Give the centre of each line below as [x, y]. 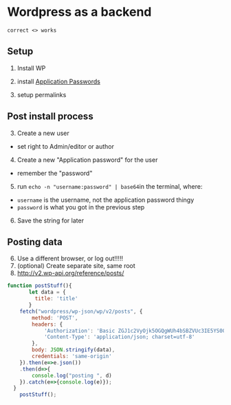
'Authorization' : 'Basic [79, 331]
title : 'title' [56, 299]
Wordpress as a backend [79, 12]
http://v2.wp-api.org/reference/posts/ [70, 273]
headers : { [47, 324]
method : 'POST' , [55, 318]
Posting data [35, 242]
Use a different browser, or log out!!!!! [70, 258]
